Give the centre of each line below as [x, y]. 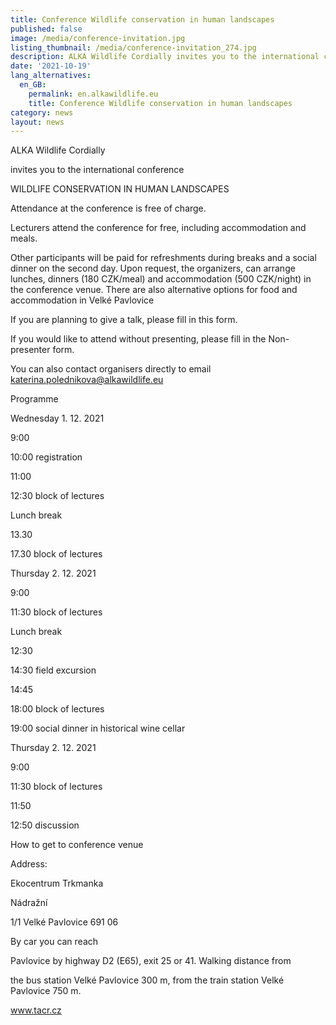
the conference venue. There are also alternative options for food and [154, 290]
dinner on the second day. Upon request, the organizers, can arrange [153, 268]
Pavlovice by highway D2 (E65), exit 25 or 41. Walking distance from [151, 961]
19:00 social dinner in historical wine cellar [98, 728]
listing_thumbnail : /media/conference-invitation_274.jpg [133, 47]
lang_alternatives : [51, 76]
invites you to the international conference [97, 170]
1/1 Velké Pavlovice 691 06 [64, 922]
